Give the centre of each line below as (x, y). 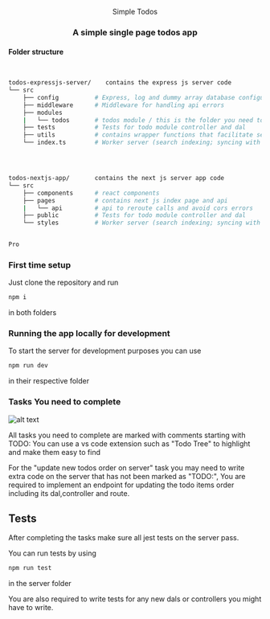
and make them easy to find (55, 452)
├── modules (43, 113)
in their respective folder (49, 381)
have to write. (31, 608)
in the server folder (40, 584)
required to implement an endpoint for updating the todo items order (121, 485)
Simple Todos (135, 12)
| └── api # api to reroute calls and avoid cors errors (138, 208)
